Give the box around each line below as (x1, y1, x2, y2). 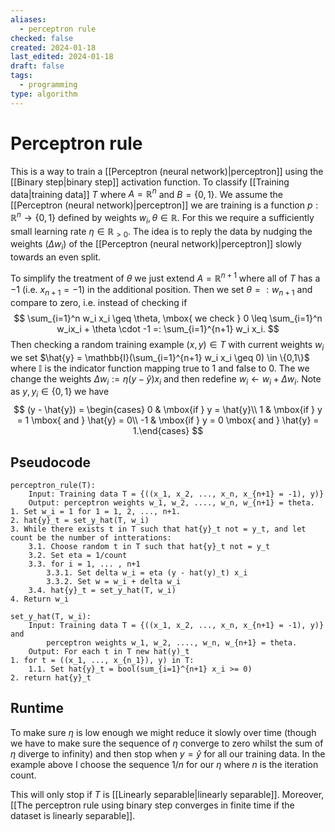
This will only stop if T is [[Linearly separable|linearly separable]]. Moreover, (10, 788, 325, 800)
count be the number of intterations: (10, 532, 172, 543)
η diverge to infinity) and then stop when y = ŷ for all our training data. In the (10, 747, 326, 760)
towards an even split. (10, 251, 102, 263)
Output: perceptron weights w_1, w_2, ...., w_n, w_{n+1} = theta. (28, 497, 315, 508)
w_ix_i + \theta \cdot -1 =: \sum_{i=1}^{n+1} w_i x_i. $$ (56, 322, 280, 335)
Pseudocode (10, 454, 92, 471)
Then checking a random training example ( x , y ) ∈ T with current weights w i (10, 338, 325, 353)
